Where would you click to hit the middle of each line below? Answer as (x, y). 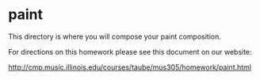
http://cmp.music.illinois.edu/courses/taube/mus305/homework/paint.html (130, 67)
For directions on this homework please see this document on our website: (130, 51)
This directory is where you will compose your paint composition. (115, 36)
